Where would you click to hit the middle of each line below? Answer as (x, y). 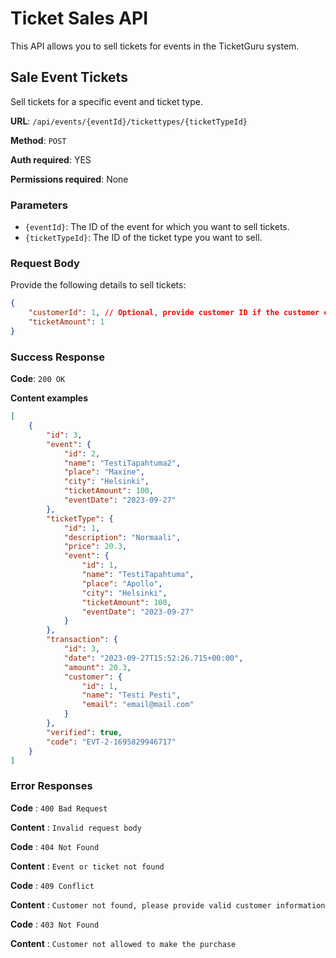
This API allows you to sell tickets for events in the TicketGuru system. (155, 46)
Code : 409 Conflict (52, 885)
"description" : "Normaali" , (122, 537)
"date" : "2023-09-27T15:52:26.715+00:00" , (153, 658)
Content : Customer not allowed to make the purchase (123, 943)
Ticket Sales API (79, 18)
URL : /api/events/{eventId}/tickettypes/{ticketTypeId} (129, 121)
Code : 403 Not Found (55, 924)
